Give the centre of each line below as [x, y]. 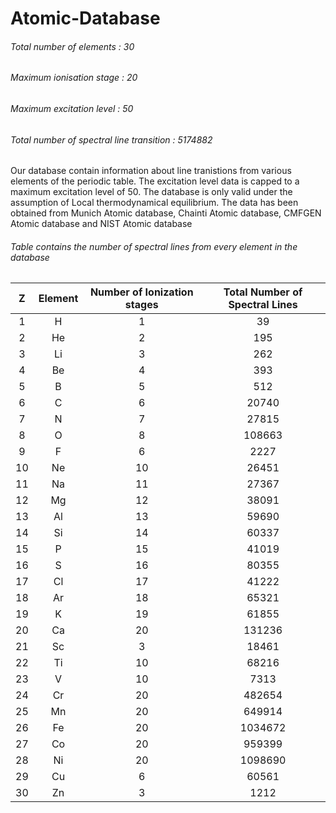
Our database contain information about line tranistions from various [151, 171]
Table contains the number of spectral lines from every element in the [154, 246]
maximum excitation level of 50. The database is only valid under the [151, 192]
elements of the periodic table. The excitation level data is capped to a [155, 181]
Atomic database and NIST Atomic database [101, 224]
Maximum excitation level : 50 [72, 108]
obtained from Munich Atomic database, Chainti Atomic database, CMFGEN [166, 213]
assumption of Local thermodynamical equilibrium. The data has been [154, 203]
